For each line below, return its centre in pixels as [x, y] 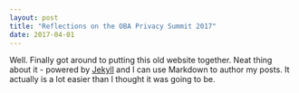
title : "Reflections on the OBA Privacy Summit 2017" [113, 26]
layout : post [34, 18]
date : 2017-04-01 [42, 34]
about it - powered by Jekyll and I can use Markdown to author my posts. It [149, 70]
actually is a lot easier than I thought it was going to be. [112, 79]
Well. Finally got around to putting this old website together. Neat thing [141, 60]
